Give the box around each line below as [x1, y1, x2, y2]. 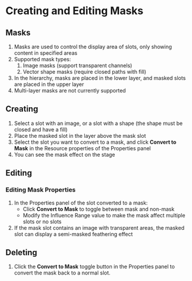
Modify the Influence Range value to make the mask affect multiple [22, 211, 186, 219]
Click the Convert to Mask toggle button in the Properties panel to [14, 263, 175, 270]
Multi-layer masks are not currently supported [14, 87, 126, 94]
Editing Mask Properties [5, 186, 76, 194]
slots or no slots [22, 218, 62, 225]
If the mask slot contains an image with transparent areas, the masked [14, 224, 185, 231]
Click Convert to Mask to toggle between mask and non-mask [22, 205, 175, 213]
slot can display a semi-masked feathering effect [14, 230, 133, 237]
